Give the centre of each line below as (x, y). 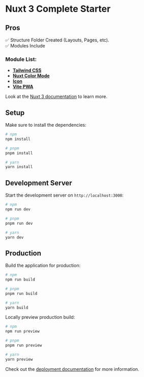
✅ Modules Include (25, 46)
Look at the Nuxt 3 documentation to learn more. (56, 97)
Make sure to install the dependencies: (46, 125)
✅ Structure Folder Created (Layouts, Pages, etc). (57, 40)
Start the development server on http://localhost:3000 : (64, 195)
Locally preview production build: (40, 317)
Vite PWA (23, 87)
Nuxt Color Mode (31, 76)
